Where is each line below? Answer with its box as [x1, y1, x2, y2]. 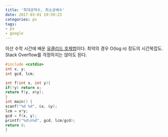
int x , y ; [5, 66, 26, 71]
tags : [5, 21, 17, 27]
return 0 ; [5, 122, 26, 128]
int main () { [5, 99, 33, 104]
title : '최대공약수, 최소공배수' [5, 7, 65, 13]
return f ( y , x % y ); [5, 89, 44, 95]
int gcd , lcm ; [5, 71, 35, 76]
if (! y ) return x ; [5, 85, 42, 90]
